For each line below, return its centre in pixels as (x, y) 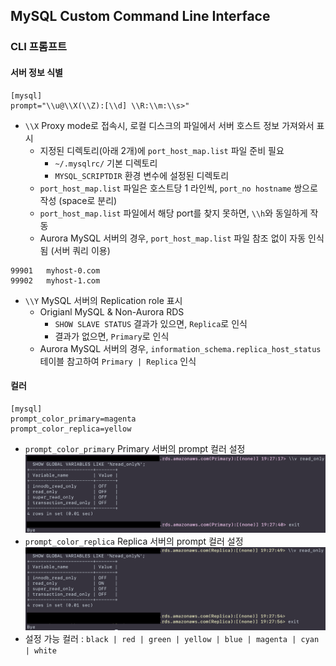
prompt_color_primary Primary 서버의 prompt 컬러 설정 (135, 448)
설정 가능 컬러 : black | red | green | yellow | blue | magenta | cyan (172, 639)
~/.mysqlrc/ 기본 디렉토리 (106, 163)
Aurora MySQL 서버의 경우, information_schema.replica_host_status (180, 348)
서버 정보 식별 (36, 72)
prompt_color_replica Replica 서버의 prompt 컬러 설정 (134, 541)
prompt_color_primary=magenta (73, 419)
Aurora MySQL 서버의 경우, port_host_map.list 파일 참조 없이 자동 (173, 238)
